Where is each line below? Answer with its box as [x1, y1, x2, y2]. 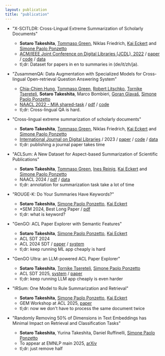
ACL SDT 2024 [19, 236, 50, 241]
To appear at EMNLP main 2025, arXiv [19, 340, 97, 346]
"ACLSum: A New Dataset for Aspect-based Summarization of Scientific [12, 151, 158, 157]
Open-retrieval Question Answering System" [27, 76, 117, 82]
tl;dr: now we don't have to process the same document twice [19, 305, 145, 311]
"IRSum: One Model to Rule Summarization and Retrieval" [12, 285, 129, 291]
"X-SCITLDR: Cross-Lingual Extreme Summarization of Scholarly [12, 25, 143, 31]
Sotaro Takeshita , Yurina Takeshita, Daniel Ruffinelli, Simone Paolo [19, 329, 155, 336]
